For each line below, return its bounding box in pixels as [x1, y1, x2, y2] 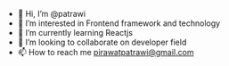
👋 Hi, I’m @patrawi [17, 9, 86, 19]
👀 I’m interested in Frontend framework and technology [17, 18, 221, 29]
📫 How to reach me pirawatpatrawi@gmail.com [17, 47, 194, 57]
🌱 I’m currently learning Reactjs [17, 28, 134, 37]
